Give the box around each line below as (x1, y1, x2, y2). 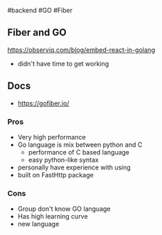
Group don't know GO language (17, 204, 111, 213)
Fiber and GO (7, 26, 67, 38)
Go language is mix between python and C (17, 140, 143, 149)
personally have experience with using (17, 163, 131, 172)
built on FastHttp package (17, 170, 94, 179)
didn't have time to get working (17, 59, 109, 68)
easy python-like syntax (28, 155, 99, 164)
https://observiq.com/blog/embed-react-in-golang (7, 46, 156, 54)
